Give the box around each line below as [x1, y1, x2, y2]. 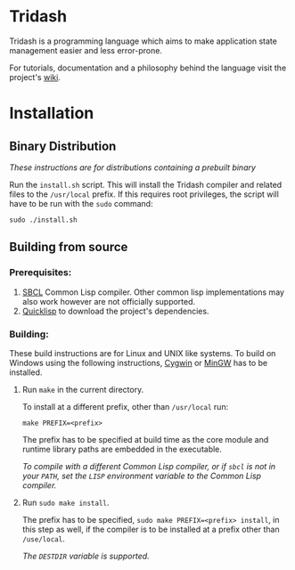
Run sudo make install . [21, 497, 110, 508]
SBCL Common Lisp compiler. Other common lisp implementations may [21, 287, 285, 297]
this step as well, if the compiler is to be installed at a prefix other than [21, 524, 280, 534]
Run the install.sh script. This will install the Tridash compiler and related [9, 179, 283, 190]
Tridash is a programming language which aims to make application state [9, 36, 278, 46]
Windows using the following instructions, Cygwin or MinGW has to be [9, 357, 268, 368]
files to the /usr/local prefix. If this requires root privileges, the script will [9, 189, 279, 199]
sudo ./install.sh [9, 216, 78, 224]
